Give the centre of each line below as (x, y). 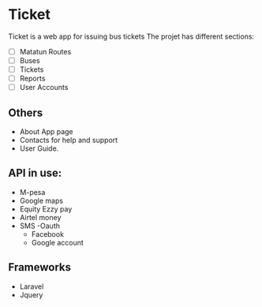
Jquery (31, 294)
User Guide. (39, 148)
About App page (46, 132)
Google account (58, 242)
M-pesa (32, 192)
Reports (32, 79)
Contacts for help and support (69, 140)
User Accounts (44, 88)
